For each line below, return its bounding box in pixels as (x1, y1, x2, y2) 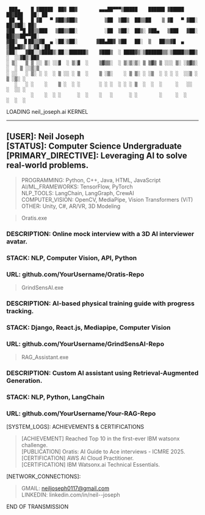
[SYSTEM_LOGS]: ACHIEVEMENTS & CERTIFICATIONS (6, 423, 145, 431)
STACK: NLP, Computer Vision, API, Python (6, 253, 137, 262)
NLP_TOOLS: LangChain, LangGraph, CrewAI (21, 189, 134, 196)
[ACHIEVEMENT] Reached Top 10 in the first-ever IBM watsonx (21, 435, 180, 442)
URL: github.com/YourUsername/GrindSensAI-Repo (6, 339, 165, 348)
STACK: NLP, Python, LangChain (6, 393, 105, 401)
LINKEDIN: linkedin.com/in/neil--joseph (21, 491, 120, 498)
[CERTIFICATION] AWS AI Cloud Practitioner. (21, 454, 134, 462)
